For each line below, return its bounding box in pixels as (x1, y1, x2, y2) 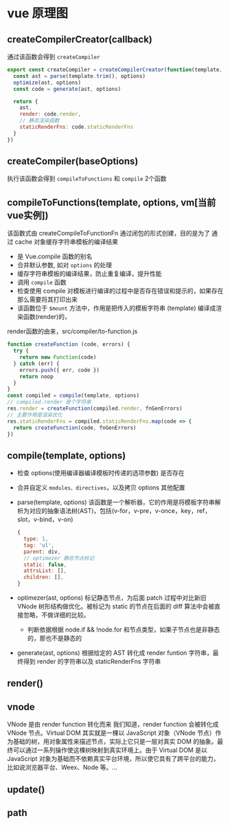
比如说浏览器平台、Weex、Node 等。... (7, 763, 118, 771)
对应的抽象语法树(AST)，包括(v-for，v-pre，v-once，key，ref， (29, 507, 211, 515)
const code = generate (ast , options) (13, 85, 122, 92)
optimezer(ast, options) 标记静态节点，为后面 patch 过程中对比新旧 (16, 594, 207, 602)
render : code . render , (19, 111, 81, 118)
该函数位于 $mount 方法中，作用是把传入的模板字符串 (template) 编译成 (16, 304, 216, 313)
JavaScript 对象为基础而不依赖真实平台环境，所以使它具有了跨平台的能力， (7, 755, 220, 763)
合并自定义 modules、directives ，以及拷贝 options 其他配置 (16, 483, 185, 492)
